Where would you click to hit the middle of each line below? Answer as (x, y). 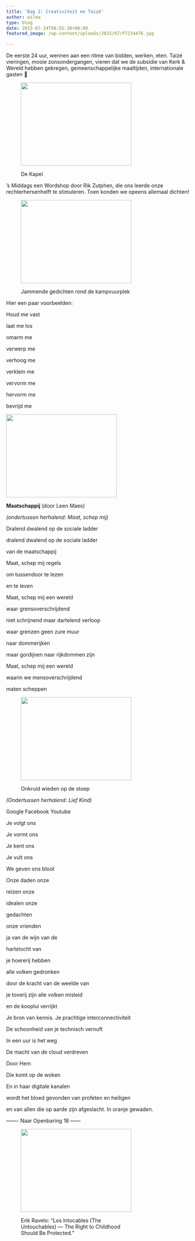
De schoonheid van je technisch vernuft (54, 1029)
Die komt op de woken (33, 1075)
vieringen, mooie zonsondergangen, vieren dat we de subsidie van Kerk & (96, 62)
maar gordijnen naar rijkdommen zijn (51, 655)
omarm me (19, 337)
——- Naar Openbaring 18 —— (44, 1121)
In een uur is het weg (32, 1041)
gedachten (19, 915)
